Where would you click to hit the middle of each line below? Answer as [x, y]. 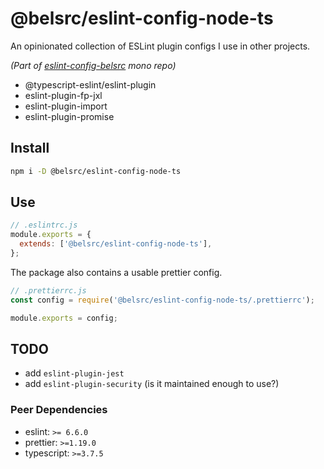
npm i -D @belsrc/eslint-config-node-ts [96, 171]
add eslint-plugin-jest [74, 373]
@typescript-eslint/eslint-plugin [90, 84]
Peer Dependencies [59, 410]
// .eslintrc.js [44, 225]
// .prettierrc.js [48, 290]
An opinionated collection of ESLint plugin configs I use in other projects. [160, 46]
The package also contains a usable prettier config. [116, 272]
